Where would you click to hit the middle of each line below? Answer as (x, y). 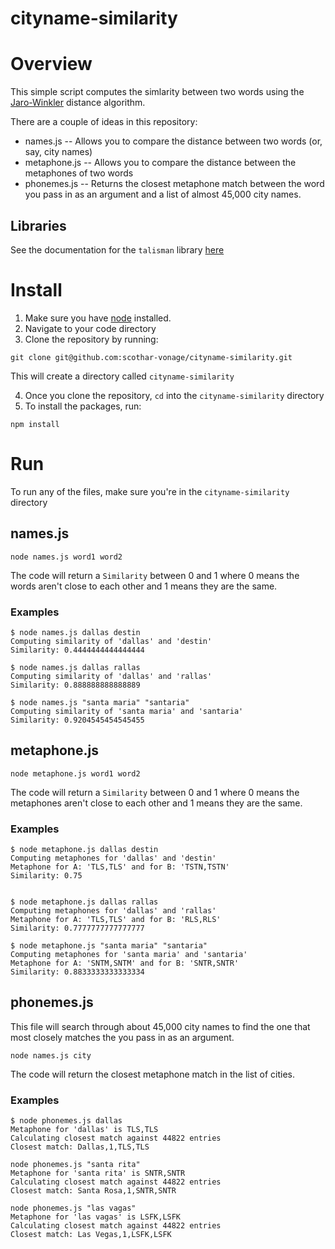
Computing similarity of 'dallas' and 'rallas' (111, 676)
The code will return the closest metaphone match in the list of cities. (153, 1074)
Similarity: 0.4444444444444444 (77, 650)
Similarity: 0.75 (46, 876)
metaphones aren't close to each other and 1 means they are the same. (156, 803)
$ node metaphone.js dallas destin (84, 850)
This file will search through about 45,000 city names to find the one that (160, 1026)
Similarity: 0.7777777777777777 (77, 928)
